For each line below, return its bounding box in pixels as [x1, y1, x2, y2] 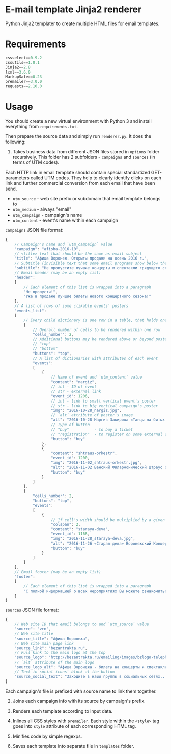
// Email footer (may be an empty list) [14, 570, 101, 575]
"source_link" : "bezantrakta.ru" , [14, 645, 88, 651]
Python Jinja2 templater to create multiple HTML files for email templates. [5, 20, 160, 27]
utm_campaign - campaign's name [12, 211, 82, 218]
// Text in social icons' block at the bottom [14, 669, 115, 674]
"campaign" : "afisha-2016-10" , [14, 246, 81, 251]
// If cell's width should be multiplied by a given [50, 517, 165, 522]
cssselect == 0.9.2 [5, 55, 42, 60]
